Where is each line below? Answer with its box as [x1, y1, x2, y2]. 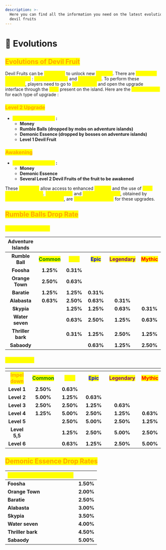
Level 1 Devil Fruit [19, 136, 57, 142]
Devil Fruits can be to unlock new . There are [5, 70, 135, 77]
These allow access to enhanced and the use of [5, 185, 142, 191]
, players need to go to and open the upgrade [25, 81, 143, 87]
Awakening [5, 149, 33, 156]
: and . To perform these [32, 76, 139, 82]
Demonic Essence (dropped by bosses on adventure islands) [19, 131, 147, 137]
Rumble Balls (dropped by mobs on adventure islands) [19, 126, 133, 132]
